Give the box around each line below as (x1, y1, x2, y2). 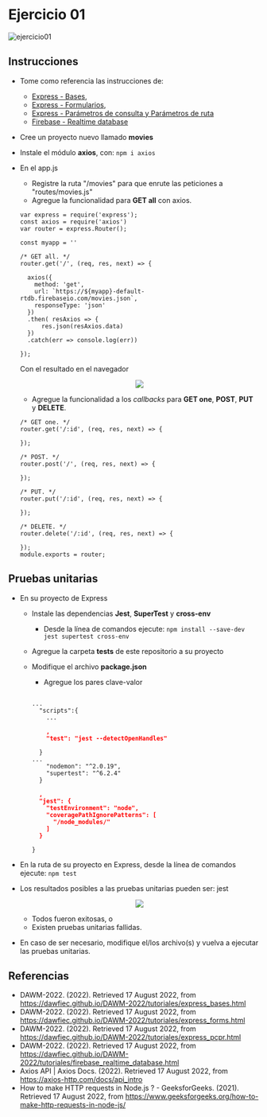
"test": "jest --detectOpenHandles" (46, 734, 168, 742)
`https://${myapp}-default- (52, 287, 145, 295)
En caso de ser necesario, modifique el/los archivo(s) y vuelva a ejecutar (19, 937, 259, 948)
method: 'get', (34, 280, 85, 288)
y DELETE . (31, 403, 67, 412)
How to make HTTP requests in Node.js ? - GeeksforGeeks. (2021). (19, 1084, 240, 1093)
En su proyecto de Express (19, 593, 108, 602)
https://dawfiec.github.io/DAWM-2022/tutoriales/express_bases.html (19, 998, 246, 1008)
